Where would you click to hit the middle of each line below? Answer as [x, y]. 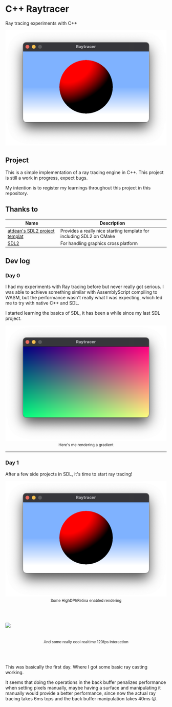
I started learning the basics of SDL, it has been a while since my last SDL [83, 313]
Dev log [18, 261]
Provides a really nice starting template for [105, 231]
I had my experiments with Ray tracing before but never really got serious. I [84, 287]
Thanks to [22, 209]
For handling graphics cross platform [99, 243]
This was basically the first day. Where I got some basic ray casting [76, 667]
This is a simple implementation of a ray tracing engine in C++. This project [84, 173]
